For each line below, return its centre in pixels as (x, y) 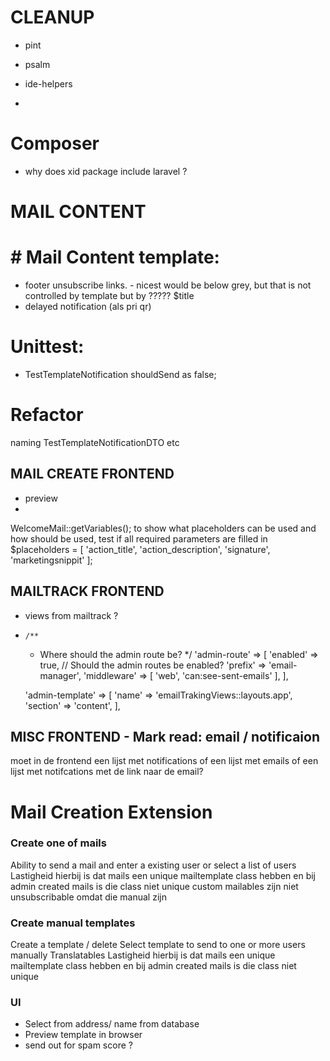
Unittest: (47, 347)
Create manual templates (73, 923)
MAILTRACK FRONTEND (87, 591)
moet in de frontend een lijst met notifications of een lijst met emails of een (164, 761)
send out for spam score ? (78, 1045)
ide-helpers (48, 83)
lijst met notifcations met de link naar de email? (107, 772)
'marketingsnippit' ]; (51, 560)
